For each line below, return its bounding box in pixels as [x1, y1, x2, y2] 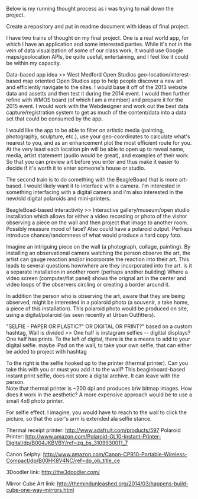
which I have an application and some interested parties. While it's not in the [6, 41, 192, 47]
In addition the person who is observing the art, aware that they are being [6, 293, 185, 299]
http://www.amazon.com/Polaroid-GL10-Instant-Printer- [25, 433, 161, 440]
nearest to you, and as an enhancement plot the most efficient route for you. [6, 139, 192, 146]
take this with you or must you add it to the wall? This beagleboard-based [6, 366, 186, 373]
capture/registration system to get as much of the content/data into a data [6, 109, 187, 116]
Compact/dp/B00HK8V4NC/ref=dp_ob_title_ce [6, 457, 120, 464]
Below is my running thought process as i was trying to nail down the [6, 5, 174, 12]
